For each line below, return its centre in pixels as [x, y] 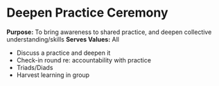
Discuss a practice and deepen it [63, 53]
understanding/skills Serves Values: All [63, 39]
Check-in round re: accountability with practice [84, 60]
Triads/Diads [35, 67]
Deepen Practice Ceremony [87, 13]
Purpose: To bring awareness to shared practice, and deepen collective [109, 32]
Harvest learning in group [53, 75]
